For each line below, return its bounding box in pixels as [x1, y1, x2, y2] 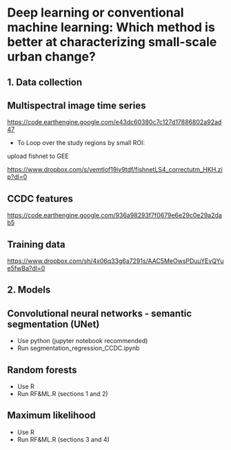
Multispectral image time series [7, 99, 146, 111]
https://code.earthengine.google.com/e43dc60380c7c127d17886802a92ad [7, 118, 222, 126]
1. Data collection [7, 76, 83, 88]
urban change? [7, 49, 97, 65]
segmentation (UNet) [7, 318, 100, 330]
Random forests [7, 364, 77, 375]
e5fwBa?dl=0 [7, 264, 46, 273]
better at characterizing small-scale [7, 35, 217, 50]
